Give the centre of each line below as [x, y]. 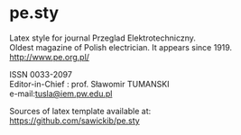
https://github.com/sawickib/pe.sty [74, 121]
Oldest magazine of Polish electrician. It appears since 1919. [121, 47]
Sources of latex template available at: [80, 111]
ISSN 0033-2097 [41, 74]
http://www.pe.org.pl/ [50, 57]
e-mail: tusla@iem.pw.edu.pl [61, 94]
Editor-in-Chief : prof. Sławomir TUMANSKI [89, 84]
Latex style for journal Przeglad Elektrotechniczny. [103, 38]
